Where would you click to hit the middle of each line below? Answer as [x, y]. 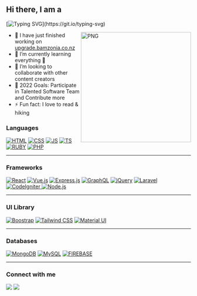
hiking [22, 112]
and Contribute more [40, 97]
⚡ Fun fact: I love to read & [46, 104]
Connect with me [31, 274]
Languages [23, 127]
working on [28, 41]
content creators [35, 79]
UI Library [21, 207]
